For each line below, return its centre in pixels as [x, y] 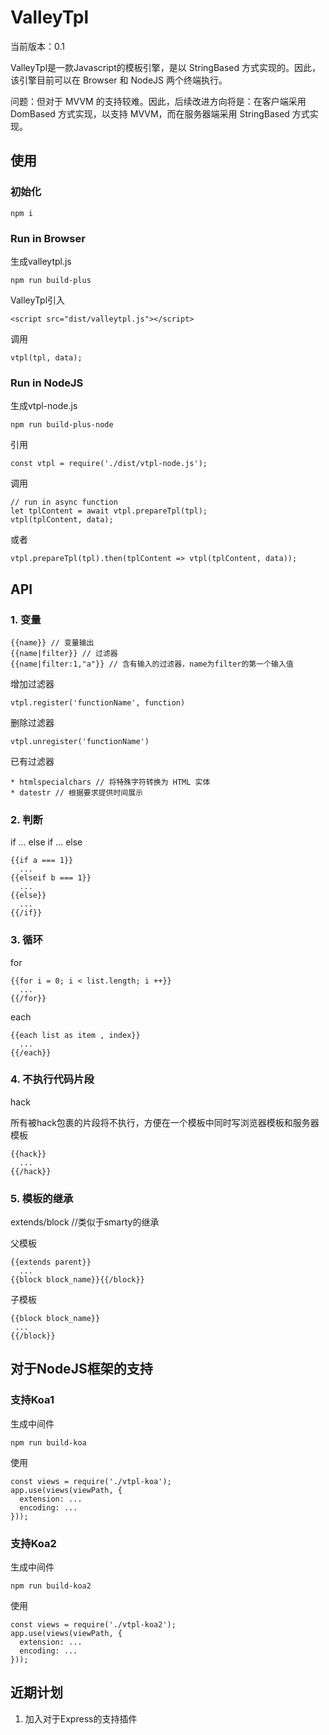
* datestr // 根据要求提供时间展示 [76, 792]
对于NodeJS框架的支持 [81, 1369]
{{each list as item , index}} [75, 1035]
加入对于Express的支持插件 [81, 1718]
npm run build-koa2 [51, 1586]
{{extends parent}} [51, 1262]
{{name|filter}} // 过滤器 [64, 653]
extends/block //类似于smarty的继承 [85, 1222]
